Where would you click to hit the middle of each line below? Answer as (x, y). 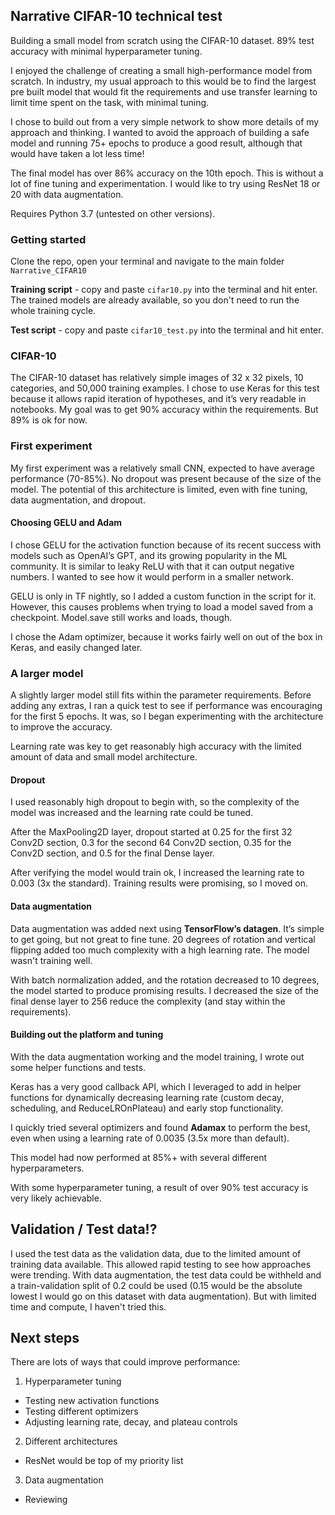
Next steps (45, 1338)
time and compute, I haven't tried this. (88, 1306)
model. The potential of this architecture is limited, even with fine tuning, (159, 489)
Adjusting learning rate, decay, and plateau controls (131, 1422)
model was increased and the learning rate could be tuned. (132, 813)
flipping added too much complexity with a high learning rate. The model (160, 950)
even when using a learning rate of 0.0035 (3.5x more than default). (150, 1138)
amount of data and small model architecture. (104, 757)
